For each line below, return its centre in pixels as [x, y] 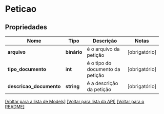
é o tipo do [99, 63]
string [72, 86]
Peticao [21, 9]
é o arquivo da [103, 49]
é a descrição [103, 83]
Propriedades [26, 27]
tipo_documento [27, 69]
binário [74, 52]
